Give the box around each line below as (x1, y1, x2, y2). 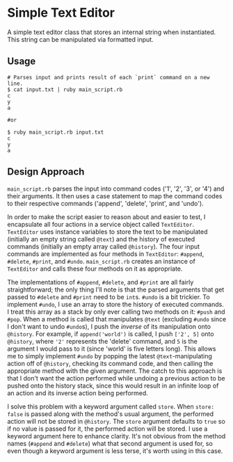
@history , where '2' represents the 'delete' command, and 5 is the (7, 337, 198, 345)
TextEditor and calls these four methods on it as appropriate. (7, 264, 183, 273)
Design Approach (7, 166, 85, 178)
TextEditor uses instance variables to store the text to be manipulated (7, 228, 208, 236)
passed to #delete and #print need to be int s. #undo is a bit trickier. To (7, 292, 210, 301)
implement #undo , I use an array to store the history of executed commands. (7, 300, 224, 308)
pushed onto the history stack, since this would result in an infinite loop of (7, 381, 219, 390)
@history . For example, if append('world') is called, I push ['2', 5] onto (7, 329, 214, 338)
